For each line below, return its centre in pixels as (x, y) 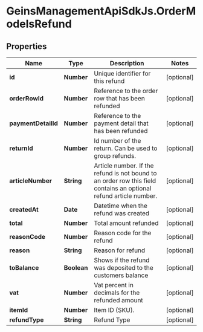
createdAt (24, 210)
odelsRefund (39, 24)
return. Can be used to (125, 148)
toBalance (24, 268)
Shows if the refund (121, 260)
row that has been (119, 98)
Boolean (76, 268)
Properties (27, 46)
